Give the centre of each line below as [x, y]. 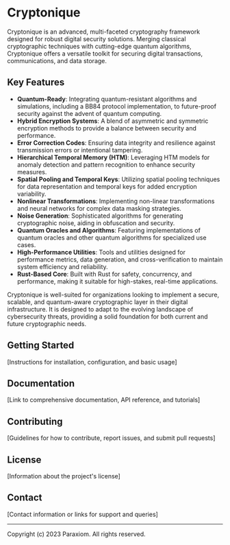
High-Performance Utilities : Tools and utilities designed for [101, 252]
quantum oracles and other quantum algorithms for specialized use [112, 237]
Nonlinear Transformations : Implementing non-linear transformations [116, 201]
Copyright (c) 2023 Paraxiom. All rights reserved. [76, 534]
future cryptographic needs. [47, 323]
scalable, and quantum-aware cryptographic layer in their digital [98, 302]
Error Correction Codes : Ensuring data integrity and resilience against [116, 143]
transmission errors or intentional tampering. [80, 150]
